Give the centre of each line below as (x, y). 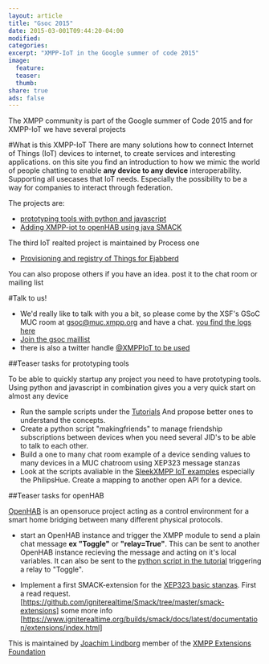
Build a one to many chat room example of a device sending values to (135, 454)
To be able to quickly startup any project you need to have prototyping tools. (135, 379)
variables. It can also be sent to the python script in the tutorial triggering (141, 561)
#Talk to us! (28, 298)
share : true (28, 90)
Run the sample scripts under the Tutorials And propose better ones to (137, 412)
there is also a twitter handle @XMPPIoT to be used (105, 348)
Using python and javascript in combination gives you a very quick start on (132, 387)
